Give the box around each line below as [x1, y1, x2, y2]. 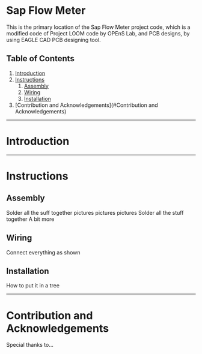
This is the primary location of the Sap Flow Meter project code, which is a [6, 23, 191, 31]
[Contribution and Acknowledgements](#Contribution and [14, 101, 158, 109]
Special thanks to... [6, 341, 54, 349]
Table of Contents [6, 53, 75, 64]
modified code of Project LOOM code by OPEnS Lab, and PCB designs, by [6, 29, 190, 37]
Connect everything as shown [6, 248, 81, 256]
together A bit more [6, 215, 55, 223]
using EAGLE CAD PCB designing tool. [6, 36, 101, 43]
